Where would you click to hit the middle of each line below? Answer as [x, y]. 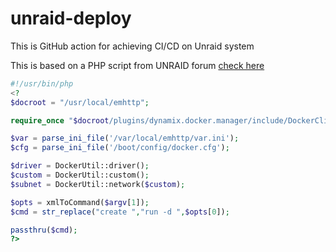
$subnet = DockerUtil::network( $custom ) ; [98, 184]
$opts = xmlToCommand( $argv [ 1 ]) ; [80, 202]
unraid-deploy [71, 18]
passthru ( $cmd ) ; [44, 230]
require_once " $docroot [60, 120]
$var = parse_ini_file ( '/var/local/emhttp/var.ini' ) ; [125, 138]
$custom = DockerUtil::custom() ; [80, 175]
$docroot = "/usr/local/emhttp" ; [80, 102]
